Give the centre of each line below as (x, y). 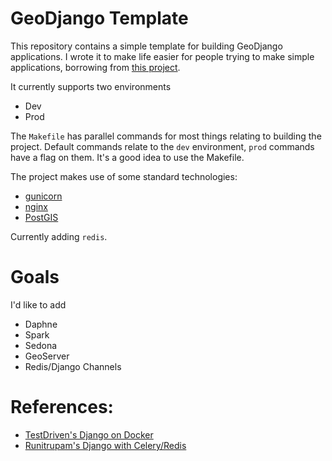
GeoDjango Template (99, 18)
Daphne (41, 324)
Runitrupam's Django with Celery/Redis (105, 445)
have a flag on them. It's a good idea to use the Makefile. (127, 157)
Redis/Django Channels (73, 366)
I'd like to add (38, 304)
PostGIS (41, 217)
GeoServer (47, 356)
